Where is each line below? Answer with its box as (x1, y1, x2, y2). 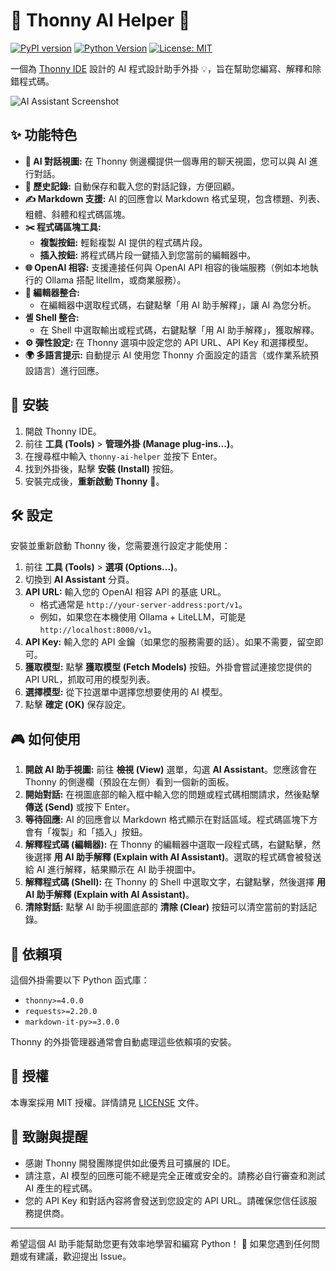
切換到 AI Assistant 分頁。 (24, 574, 135, 586)
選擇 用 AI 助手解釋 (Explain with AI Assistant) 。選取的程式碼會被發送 (33, 851, 322, 863)
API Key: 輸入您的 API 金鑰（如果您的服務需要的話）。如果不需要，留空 (24, 636, 315, 648)
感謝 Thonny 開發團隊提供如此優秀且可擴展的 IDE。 (24, 1157, 236, 1169)
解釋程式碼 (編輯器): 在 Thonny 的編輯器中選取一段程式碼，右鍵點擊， (24, 839, 313, 851)
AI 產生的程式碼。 (24, 1182, 98, 1194)
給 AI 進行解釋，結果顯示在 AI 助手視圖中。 (24, 864, 202, 876)
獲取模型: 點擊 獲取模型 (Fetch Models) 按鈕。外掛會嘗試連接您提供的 (24, 661, 313, 673)
